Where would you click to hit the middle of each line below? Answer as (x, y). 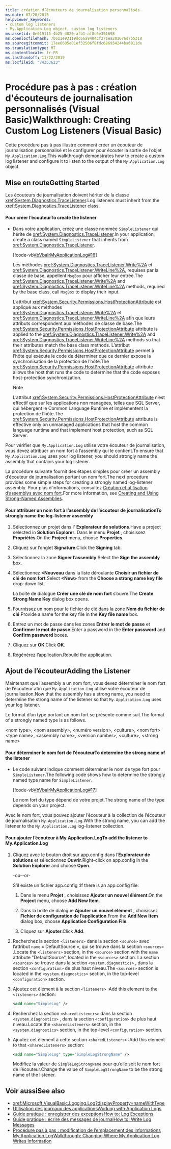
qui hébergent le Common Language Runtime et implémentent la (80, 408)
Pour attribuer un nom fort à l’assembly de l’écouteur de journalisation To (83, 510)
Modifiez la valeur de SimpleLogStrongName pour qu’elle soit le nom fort (86, 1064)
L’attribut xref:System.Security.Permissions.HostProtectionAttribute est (87, 302)
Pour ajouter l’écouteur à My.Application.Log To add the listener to (77, 838)
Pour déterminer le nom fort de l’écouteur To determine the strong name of (85, 753)
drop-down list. (28, 584)
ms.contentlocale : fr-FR (32, 53)
